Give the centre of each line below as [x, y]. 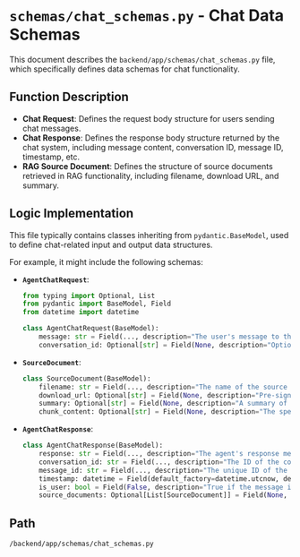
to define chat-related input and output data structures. [111, 244]
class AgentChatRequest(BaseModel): [90, 329]
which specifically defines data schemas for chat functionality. [124, 69]
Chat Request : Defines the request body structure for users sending [148, 118]
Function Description [69, 97]
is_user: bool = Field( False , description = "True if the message [161, 487]
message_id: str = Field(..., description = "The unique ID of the [163, 470]
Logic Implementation [72, 214]
